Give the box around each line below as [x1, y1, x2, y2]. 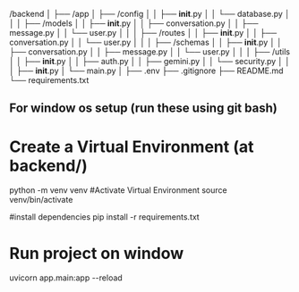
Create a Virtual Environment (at [9, 137, 254, 156]
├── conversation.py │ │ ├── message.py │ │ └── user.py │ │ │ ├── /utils [9, 46, 291, 57]
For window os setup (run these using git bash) [9, 101, 278, 116]
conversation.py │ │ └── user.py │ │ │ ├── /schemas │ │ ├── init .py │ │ [9, 37, 283, 47]
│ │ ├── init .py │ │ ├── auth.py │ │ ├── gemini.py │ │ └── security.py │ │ [9, 56, 291, 66]
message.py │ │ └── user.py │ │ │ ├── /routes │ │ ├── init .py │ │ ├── [9, 28, 278, 38]
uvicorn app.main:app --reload [9, 272, 123, 283]
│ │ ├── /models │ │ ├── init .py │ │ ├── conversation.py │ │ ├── [9, 18, 259, 29]
